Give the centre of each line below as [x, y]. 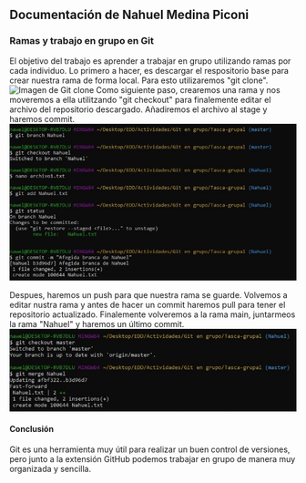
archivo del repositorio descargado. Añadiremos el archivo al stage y [138, 109]
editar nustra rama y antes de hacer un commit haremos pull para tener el [148, 305]
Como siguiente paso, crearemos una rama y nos [188, 89]
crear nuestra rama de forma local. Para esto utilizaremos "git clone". [139, 80]
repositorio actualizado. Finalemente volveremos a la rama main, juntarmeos [153, 314]
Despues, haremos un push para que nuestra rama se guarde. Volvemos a [149, 295]
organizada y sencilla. [51, 468]
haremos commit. [42, 118]
